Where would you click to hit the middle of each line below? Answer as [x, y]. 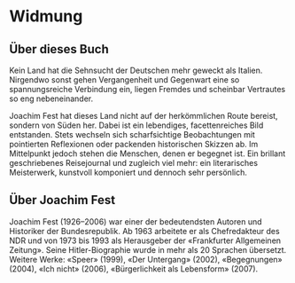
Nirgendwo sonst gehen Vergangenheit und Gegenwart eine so [124, 80]
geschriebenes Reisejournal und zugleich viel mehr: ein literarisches [134, 163]
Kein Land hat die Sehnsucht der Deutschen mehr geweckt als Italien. [136, 70]
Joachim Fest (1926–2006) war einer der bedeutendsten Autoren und [136, 221]
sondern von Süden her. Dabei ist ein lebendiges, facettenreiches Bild [136, 125]
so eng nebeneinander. [51, 98]
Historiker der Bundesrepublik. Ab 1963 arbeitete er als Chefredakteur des [145, 231]
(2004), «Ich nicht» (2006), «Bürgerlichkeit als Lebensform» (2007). [134, 269]
